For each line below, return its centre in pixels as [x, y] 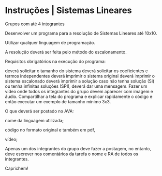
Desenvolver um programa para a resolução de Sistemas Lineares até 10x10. [81, 33]
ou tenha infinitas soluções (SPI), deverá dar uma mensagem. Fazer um [76, 86]
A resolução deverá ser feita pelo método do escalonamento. [66, 52]
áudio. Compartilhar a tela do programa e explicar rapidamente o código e [79, 96]
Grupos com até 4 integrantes [35, 24]
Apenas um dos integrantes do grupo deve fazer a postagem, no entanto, [78, 148]
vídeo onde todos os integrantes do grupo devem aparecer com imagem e [79, 91]
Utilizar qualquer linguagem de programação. [50, 42]
